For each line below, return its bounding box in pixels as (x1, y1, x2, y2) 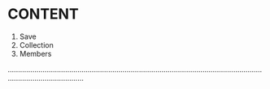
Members (19, 49, 52, 58)
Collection (19, 40, 54, 49)
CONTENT (7, 5, 79, 23)
